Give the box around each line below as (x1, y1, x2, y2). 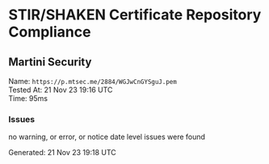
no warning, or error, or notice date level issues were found (8, 132, 206, 142)
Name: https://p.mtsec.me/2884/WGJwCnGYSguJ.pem (8, 77, 178, 86)
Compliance (8, 23, 91, 41)
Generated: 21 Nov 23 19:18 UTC (8, 148, 117, 158)
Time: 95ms (8, 94, 48, 103)
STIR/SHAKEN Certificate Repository (8, 6, 262, 24)
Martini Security (8, 55, 92, 69)
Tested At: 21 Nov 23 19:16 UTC (8, 85, 113, 95)
